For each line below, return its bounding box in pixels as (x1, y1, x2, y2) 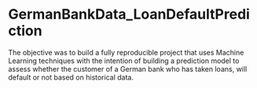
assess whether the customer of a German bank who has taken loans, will (8, 64, 248, 73)
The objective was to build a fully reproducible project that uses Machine (8, 48, 244, 57)
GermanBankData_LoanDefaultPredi (8, 5, 250, 23)
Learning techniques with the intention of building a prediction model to (8, 56, 240, 65)
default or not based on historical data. (8, 72, 134, 82)
